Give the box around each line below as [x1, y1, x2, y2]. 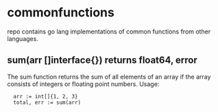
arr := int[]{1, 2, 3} [13, 93, 78, 100]
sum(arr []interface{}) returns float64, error [7, 55, 197, 66]
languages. [7, 34, 39, 42]
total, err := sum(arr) [13, 99, 81, 106]
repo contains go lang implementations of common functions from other [7, 27, 211, 36]
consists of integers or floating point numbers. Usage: [7, 80, 160, 88]
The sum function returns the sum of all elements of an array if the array [7, 72, 211, 81]
